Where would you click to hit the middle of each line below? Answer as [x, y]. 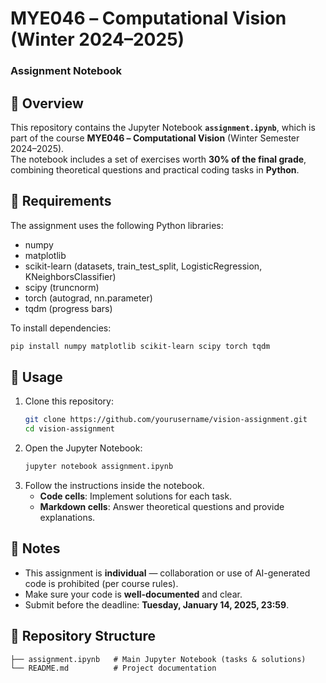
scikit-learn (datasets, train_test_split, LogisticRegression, [143, 266]
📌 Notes [35, 548]
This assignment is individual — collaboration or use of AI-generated [167, 573]
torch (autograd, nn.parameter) [88, 298]
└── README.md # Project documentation [113, 668]
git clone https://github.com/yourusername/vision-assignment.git [166, 420]
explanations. [67, 518]
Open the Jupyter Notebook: [83, 448]
